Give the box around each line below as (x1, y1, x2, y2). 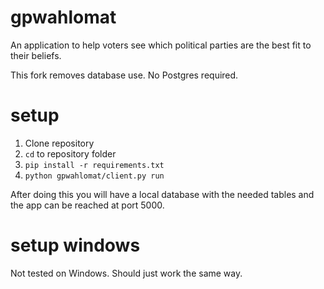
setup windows (10, 234, 141, 257)
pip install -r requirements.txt (24, 160, 165, 170)
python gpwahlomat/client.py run (24, 171, 165, 181)
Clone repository (24, 137, 95, 149)
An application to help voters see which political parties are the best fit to (10, 39, 312, 51)
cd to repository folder (24, 147, 117, 160)
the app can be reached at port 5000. (10, 199, 165, 211)
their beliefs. (10, 49, 62, 61)
